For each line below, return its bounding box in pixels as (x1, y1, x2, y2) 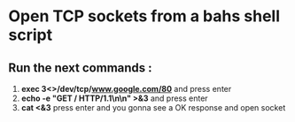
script (8, 25, 53, 45)
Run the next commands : (8, 60, 152, 75)
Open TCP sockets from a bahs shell (8, 6, 281, 27)
